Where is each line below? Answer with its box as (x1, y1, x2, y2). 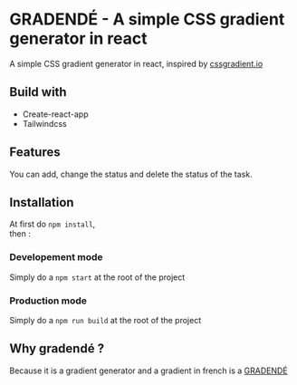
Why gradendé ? (9, 341, 105, 357)
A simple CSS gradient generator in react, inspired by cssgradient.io (9, 58, 263, 69)
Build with (9, 84, 67, 100)
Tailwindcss (22, 118, 67, 129)
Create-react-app (22, 109, 89, 120)
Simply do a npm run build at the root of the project (9, 314, 202, 325)
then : (9, 228, 32, 239)
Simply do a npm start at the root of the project (9, 272, 186, 283)
